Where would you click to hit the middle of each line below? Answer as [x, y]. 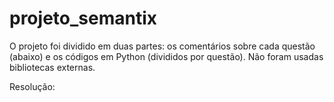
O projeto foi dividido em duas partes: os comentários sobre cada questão [162, 46]
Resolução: [32, 86]
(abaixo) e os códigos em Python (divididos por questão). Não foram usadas [166, 56]
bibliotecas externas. [52, 67]
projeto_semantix [83, 18]
